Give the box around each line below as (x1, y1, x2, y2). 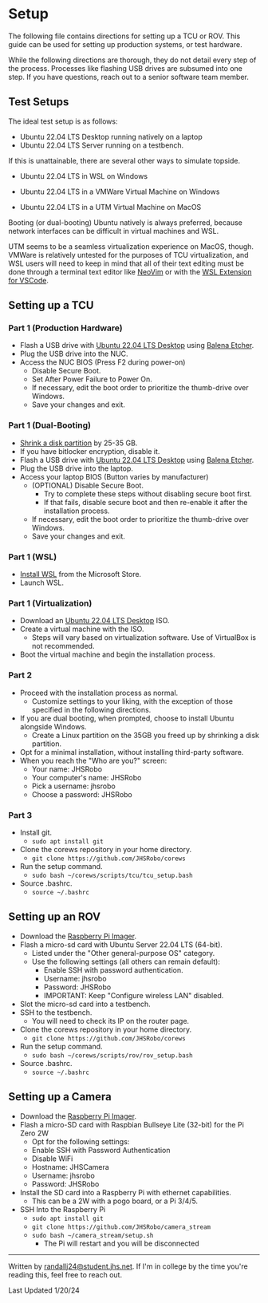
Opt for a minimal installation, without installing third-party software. (19, 747, 244, 756)
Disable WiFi (31, 1154, 73, 1163)
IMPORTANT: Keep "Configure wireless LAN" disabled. (43, 990, 224, 1000)
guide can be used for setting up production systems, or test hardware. (8, 39, 242, 49)
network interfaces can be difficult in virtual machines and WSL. (8, 226, 219, 235)
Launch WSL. (19, 578, 65, 587)
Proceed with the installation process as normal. (19, 688, 179, 697)
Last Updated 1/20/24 (8, 1285, 80, 1295)
